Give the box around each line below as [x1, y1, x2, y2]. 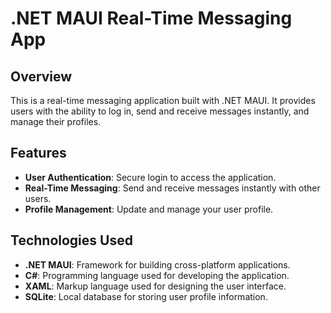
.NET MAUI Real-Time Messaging [10, 7, 293, 30]
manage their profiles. [10, 116, 102, 127]
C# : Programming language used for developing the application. [24, 269, 290, 281]
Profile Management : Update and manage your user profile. [24, 203, 274, 215]
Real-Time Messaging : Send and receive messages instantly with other [24, 182, 321, 194]
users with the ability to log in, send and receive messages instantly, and [10, 105, 310, 117]
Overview [10, 68, 73, 85]
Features [10, 145, 67, 162]
